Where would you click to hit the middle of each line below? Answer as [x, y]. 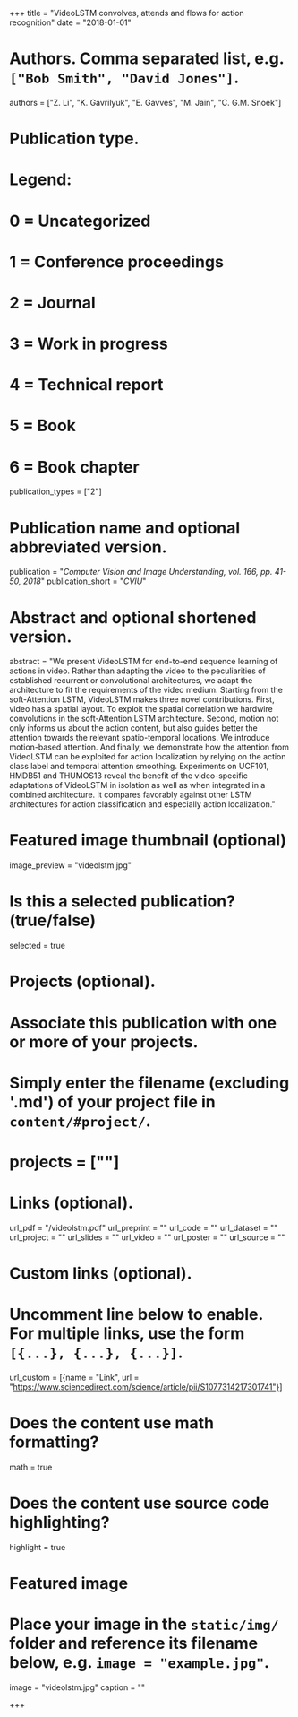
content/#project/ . [80, 1121]
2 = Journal [52, 303]
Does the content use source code [140, 1503]
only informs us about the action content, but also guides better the [133, 728]
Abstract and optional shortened [133, 617]
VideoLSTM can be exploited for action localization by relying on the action [148, 757]
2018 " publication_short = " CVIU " [85, 581]
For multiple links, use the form [127, 1334]
